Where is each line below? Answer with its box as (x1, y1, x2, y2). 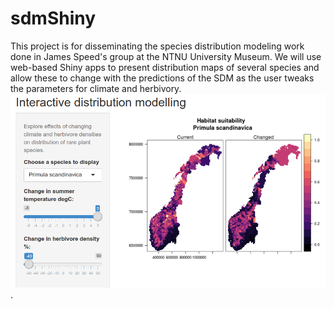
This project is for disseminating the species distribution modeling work (10, 40, 305, 52)
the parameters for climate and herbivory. (10, 82, 182, 94)
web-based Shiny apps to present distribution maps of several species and (10, 61, 320, 73)
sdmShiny (10, 7, 97, 30)
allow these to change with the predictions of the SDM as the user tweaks (10, 72, 315, 84)
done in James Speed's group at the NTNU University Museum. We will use (10, 50, 322, 62)
